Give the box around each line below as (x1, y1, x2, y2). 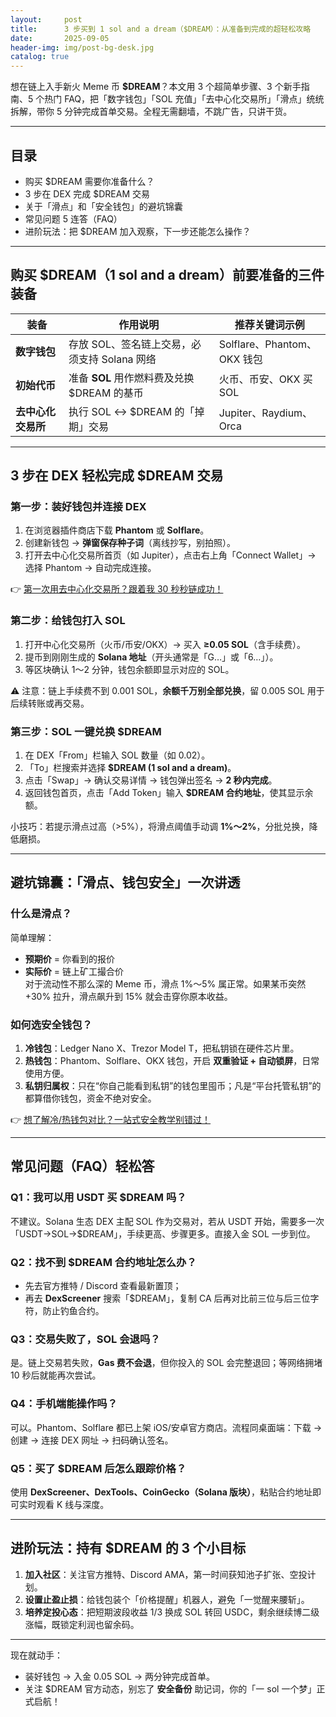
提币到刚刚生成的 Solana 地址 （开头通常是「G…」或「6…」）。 (24, 651, 279, 663)
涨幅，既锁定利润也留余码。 (24, 1618, 140, 1630)
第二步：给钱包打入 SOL (10, 614, 126, 628)
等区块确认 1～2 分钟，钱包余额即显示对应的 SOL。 (24, 663, 235, 675)
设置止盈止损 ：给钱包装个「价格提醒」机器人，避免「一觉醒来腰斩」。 (24, 1593, 310, 1605)
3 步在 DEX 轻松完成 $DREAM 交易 (10, 467, 224, 485)
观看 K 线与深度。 (36, 1498, 110, 1510)
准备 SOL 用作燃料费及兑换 (68, 371, 195, 385)
